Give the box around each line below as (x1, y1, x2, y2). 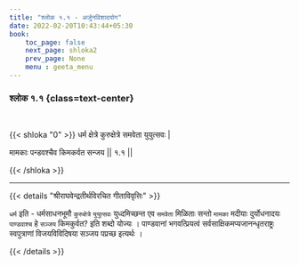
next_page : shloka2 (25, 46, 98, 55)
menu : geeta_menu (25, 63, 93, 72)
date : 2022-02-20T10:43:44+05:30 (9, 21, 133, 30)
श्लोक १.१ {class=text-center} (9, 92, 134, 104)
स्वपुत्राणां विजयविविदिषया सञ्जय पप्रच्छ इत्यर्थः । (9, 229, 143, 239)
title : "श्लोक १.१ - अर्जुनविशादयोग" (9, 12, 123, 22)
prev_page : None (25, 54, 86, 63)
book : (9, 29, 29, 38)
